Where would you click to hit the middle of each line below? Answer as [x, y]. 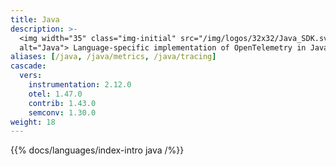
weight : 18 [33, 122]
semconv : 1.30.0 [62, 112]
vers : [31, 76]
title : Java [35, 19]
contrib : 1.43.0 [62, 103]
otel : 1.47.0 [55, 94]
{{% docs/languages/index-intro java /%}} [97, 150]
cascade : [28, 66]
